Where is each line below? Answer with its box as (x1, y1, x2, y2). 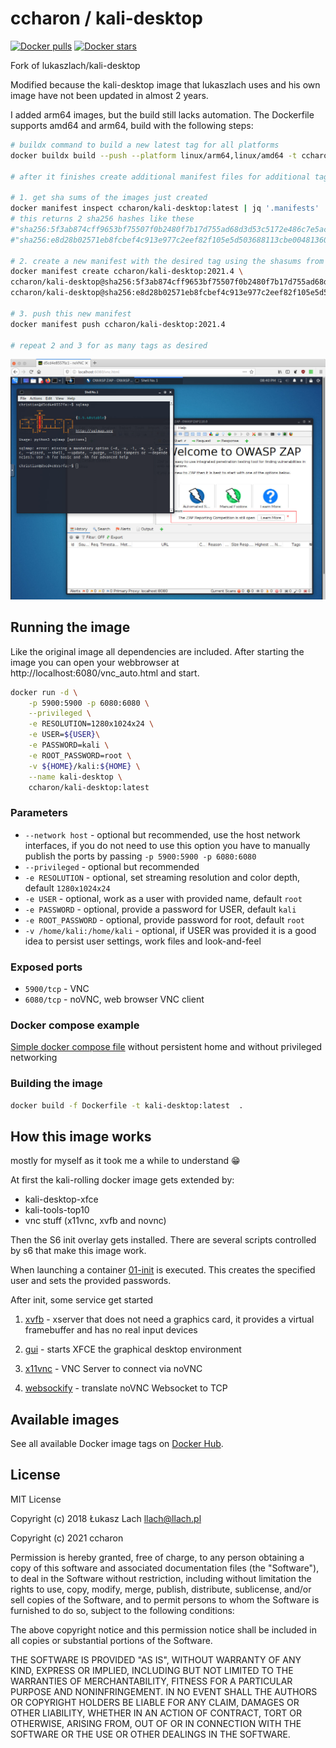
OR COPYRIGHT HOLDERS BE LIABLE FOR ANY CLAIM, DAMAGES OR (10, 1696, 300, 1708)
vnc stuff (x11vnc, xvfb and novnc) (24, 1215, 167, 1227)
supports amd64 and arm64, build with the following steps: (10, 119, 254, 131)
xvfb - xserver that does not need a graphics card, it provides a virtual (24, 1313, 315, 1326)
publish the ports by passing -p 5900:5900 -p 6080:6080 (24, 850, 257, 862)
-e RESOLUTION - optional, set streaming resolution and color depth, (24, 871, 301, 883)
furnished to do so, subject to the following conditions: (10, 1604, 235, 1616)
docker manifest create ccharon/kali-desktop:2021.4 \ (10, 267, 244, 277)
